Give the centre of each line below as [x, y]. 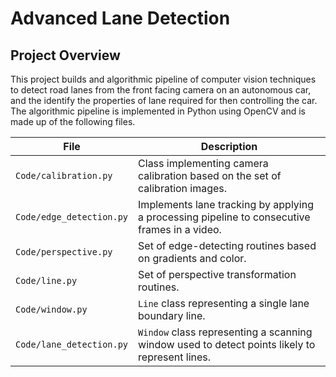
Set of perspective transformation [217, 274]
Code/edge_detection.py [72, 217]
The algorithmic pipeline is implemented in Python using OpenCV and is [158, 111]
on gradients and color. [192, 258]
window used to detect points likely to [227, 344]
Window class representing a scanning [225, 332]
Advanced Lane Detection [120, 18]
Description [229, 146]
